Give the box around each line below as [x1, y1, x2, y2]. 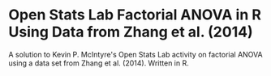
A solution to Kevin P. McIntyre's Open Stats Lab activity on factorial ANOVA [8, 49, 263, 59]
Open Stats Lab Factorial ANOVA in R [8, 6, 262, 24]
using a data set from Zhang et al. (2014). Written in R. [8, 58, 189, 68]
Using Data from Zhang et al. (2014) [8, 23, 253, 41]
